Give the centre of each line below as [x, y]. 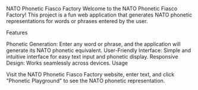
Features [17, 33]
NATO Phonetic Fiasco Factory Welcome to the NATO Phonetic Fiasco [92, 9]
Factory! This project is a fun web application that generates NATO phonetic [99, 15]
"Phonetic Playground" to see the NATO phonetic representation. [86, 81]
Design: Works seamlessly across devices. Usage [67, 63]
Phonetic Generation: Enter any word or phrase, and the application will [93, 44]
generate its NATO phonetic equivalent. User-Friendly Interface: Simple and [99, 50]
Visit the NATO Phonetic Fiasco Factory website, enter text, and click [90, 74]
